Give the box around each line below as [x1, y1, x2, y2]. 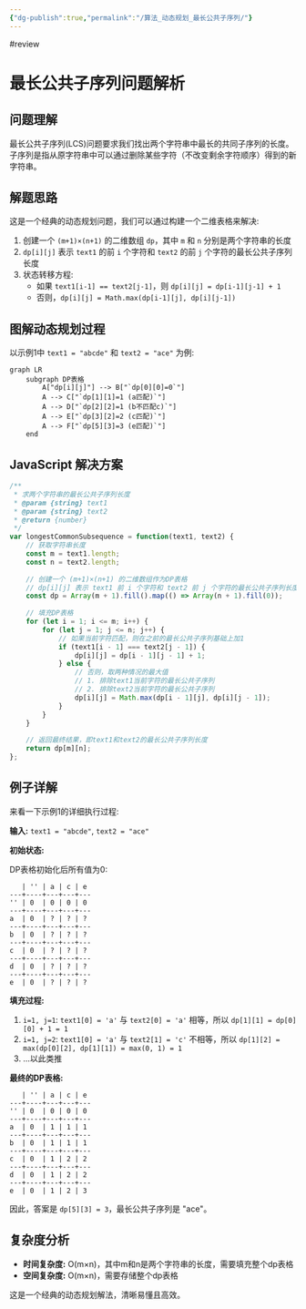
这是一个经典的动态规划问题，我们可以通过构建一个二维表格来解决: [9, 216, 260, 227]
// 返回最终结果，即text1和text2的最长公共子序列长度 [25, 735, 208, 745]
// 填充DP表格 [25, 608, 74, 618]
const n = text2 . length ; [25, 557, 120, 567]
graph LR [9, 365, 43, 374]
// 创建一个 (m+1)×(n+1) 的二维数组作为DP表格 [25, 575, 189, 584]
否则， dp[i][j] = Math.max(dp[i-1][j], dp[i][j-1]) [36, 292, 237, 303]
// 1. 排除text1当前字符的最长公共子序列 [74, 676, 215, 686]
